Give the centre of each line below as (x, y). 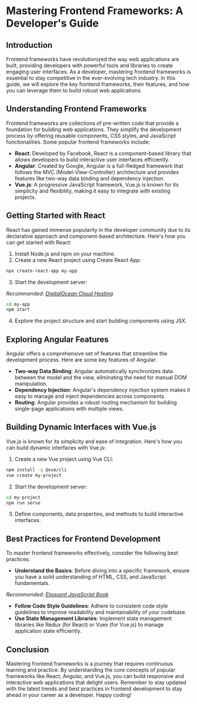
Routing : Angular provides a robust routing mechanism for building (96, 403)
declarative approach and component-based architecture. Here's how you (96, 236)
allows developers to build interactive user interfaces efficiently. (92, 160)
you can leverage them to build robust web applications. (74, 90)
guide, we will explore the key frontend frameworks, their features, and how (98, 84)
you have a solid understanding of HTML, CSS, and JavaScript (90, 577)
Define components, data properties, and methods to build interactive (99, 514)
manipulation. (31, 384)
